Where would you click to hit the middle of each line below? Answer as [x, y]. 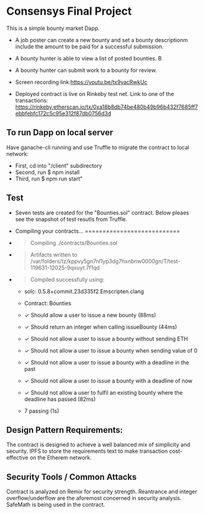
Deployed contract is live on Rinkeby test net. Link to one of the [95, 94]
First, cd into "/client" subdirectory [58, 166]
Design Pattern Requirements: [65, 430]
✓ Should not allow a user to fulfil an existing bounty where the [103, 392]
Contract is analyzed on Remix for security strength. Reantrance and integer [102, 492]
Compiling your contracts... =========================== [98, 231]
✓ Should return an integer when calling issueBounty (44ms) [101, 327]
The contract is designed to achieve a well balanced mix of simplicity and [98, 445]
